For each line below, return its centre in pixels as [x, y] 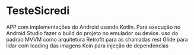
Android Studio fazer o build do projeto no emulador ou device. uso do [92, 33]
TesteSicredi [38, 11]
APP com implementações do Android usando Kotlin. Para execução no [93, 27]
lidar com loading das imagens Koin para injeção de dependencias [88, 46]
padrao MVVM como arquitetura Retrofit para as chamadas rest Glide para [97, 39]
